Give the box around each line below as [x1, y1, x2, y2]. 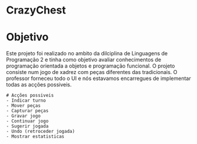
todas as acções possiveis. [6, 81, 72, 88]
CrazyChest [6, 4, 66, 17]
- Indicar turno [6, 98, 46, 103]
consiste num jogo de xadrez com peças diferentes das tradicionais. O [6, 69, 178, 76]
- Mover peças [6, 103, 41, 109]
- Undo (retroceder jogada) [6, 129, 75, 135]
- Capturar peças [6, 108, 49, 114]
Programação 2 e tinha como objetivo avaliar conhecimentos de [6, 56, 162, 63]
